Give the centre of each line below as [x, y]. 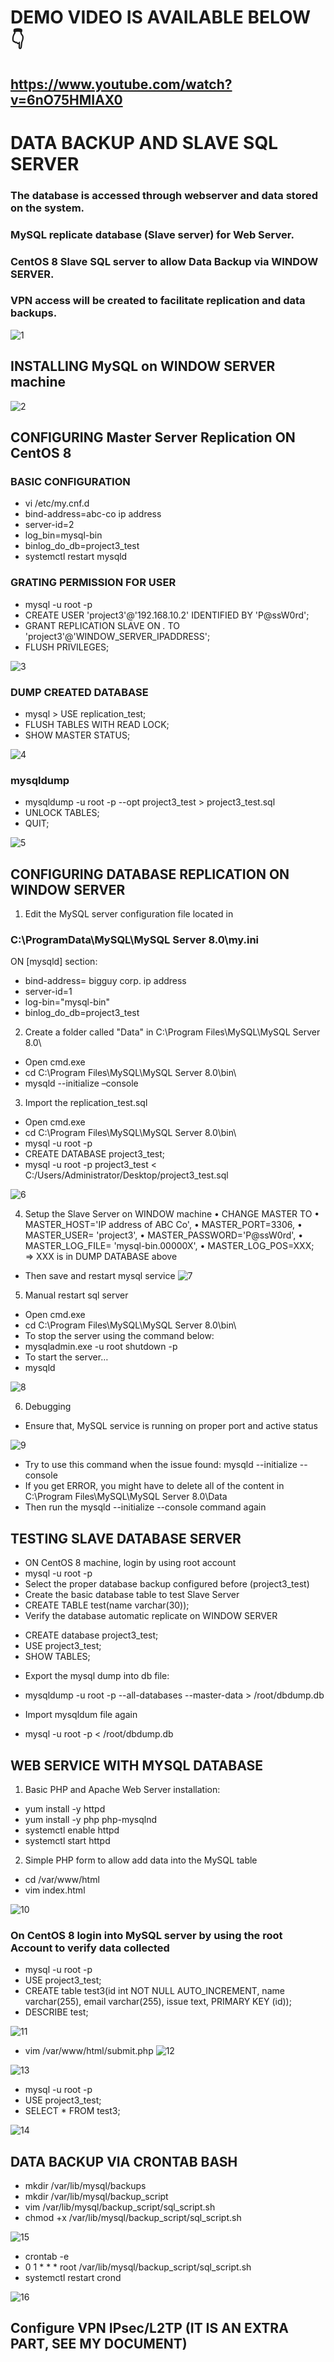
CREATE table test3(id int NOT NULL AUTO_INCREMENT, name [154, 1991]
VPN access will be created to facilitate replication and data [158, 301]
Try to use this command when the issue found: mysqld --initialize [161, 1465]
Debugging [48, 1407]
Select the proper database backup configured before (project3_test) [167, 1584]
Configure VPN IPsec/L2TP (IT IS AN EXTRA [149, 2328]
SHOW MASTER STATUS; [77, 735]
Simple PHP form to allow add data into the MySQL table [141, 1860]
